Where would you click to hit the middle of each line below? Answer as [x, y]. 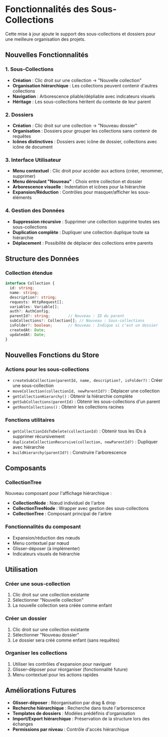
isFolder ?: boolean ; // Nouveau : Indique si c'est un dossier [84, 326]
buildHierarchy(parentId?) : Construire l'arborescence [69, 452]
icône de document [33, 147]
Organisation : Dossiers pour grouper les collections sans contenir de [85, 131]
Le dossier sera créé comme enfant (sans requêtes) [66, 640]
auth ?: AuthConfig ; [30, 311]
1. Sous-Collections [29, 69]
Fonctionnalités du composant [43, 527]
